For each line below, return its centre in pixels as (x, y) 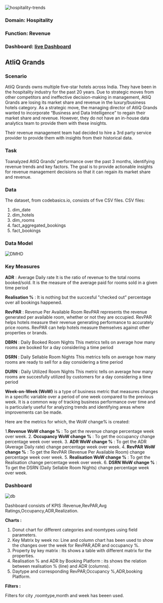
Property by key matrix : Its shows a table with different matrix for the (82, 550)
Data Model (19, 243)
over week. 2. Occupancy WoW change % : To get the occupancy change (80, 436)
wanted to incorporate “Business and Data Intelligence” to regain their (75, 113)
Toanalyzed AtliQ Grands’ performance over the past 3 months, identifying (80, 161)
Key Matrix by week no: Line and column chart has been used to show (83, 540)
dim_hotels (23, 215)
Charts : (13, 520)
